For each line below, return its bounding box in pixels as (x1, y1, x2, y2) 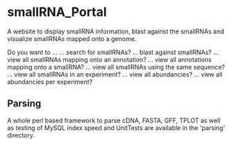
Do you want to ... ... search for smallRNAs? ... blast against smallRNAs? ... (7, 48, 219, 56)
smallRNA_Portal (7, 4, 107, 20)
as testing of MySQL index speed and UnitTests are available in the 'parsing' (7, 123, 226, 132)
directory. (7, 131, 35, 139)
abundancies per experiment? (7, 77, 92, 86)
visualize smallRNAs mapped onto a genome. (7, 34, 137, 42)
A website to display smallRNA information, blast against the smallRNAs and (7, 27, 224, 35)
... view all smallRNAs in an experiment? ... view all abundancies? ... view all (7, 70, 223, 79)
